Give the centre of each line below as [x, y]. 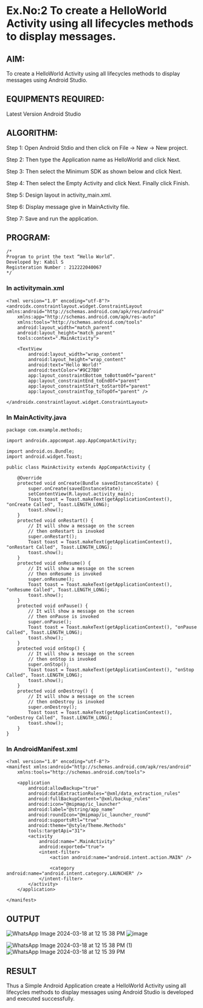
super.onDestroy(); [53, 707]
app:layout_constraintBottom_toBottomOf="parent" [92, 375]
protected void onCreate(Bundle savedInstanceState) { [88, 484]
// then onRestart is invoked [66, 531]
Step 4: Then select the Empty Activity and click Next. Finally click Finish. [98, 183]
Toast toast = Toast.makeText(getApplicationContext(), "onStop [111, 670]
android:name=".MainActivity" [77, 842]
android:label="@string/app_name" [72, 810]
